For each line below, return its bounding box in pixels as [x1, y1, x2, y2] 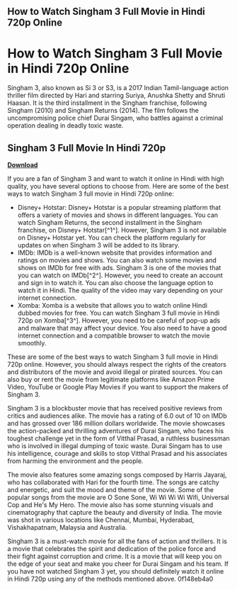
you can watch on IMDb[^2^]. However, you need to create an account [17, 271, 223, 279]
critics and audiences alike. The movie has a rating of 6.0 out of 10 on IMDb [7, 411, 228, 421]
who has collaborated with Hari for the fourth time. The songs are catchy [7, 478, 219, 486]
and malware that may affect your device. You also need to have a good [17, 324, 227, 333]
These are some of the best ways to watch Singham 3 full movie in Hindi [7, 352, 218, 361]
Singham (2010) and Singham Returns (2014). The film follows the [7, 106, 200, 115]
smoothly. [17, 339, 47, 347]
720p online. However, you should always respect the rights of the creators [7, 360, 226, 369]
